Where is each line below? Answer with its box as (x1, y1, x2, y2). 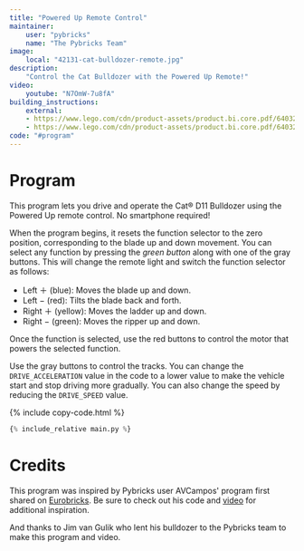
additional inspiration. (9, 504, 90, 515)
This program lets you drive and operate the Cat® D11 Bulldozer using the (9, 200, 282, 211)
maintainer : (9, 22, 54, 31)
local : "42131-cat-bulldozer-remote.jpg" (25, 55, 184, 64)
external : (25, 106, 63, 115)
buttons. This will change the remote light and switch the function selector (9, 256, 287, 267)
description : (9, 64, 59, 73)
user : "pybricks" (25, 30, 91, 39)
